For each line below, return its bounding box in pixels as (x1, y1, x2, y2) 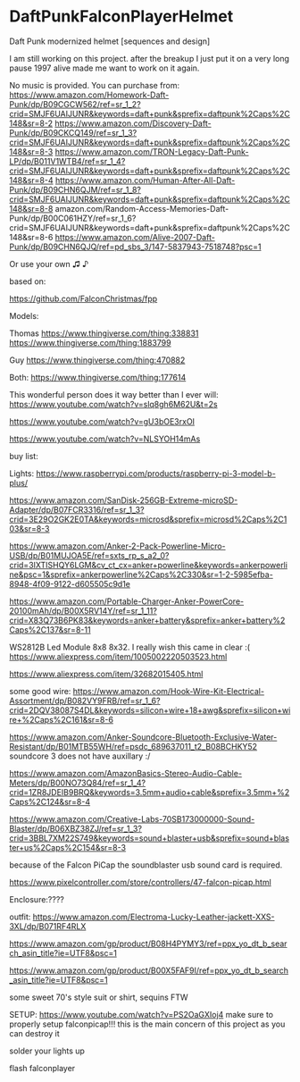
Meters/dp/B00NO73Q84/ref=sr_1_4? (9, 777, 146, 788)
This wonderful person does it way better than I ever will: (9, 389, 219, 399)
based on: (9, 275, 46, 287)
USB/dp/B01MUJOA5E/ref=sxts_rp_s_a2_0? (9, 549, 170, 560)
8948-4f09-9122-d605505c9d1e (9, 578, 131, 589)
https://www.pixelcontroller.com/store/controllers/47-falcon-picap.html (9, 877, 272, 887)
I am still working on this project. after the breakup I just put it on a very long (9, 53, 290, 63)
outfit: (9, 911, 31, 922)
